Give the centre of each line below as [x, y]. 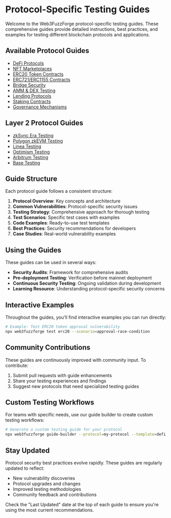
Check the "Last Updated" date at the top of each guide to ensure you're [82, 504]
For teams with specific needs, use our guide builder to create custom [79, 415]
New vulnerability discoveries [44, 478]
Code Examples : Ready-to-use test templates [61, 223]
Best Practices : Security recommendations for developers [74, 228]
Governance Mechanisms [40, 107]
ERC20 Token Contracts [38, 74]
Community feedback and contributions [55, 494]
